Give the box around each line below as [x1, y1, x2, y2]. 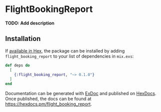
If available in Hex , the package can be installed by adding [5, 47, 125, 53]
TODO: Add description [5, 20, 55, 26]
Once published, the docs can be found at [5, 96, 92, 102]
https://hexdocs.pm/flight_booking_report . [5, 101, 92, 107]
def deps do [5, 62, 30, 68]
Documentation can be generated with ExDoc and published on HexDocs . [5, 90, 157, 96]
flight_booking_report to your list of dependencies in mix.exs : [5, 53, 134, 59]
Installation [5, 34, 41, 43]
